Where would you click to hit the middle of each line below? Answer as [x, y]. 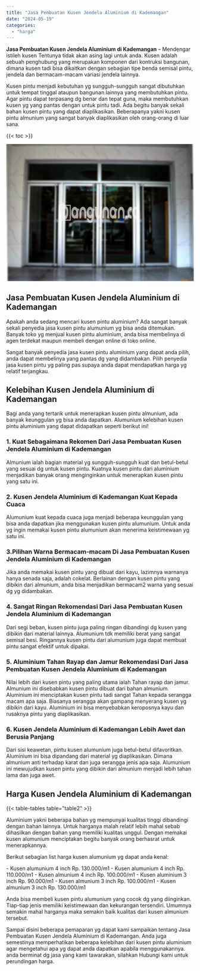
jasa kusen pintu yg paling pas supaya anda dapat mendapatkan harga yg [96, 365]
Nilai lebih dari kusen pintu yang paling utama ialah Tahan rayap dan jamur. [98, 682]
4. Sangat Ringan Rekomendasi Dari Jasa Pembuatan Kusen [94, 607]
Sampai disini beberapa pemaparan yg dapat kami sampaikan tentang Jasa [98, 929]
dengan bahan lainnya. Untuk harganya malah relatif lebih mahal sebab [93, 826]
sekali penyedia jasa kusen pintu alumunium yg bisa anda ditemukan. [91, 328]
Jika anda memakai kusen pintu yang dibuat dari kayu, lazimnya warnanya [97, 572]
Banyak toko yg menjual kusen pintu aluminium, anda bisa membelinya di [96, 334]
